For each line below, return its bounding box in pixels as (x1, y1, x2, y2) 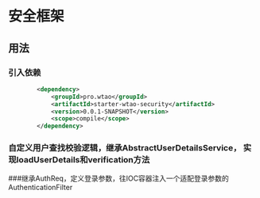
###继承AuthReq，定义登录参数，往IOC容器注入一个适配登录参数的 (8, 173, 229, 183)
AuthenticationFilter (8, 183, 73, 192)
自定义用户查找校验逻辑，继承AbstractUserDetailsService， (8, 143, 242, 154)
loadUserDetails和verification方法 (16, 154, 150, 166)
